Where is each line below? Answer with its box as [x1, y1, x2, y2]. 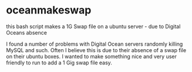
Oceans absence [6, 29, 47, 36]
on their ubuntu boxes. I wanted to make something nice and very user [6, 53, 177, 60]
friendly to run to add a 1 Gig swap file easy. [6, 59, 113, 66]
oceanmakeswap [6, 4, 92, 17]
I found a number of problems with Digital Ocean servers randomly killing [6, 40, 183, 47]
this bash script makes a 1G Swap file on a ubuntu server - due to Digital [6, 23, 181, 30]
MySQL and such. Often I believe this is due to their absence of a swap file [6, 46, 187, 53]
